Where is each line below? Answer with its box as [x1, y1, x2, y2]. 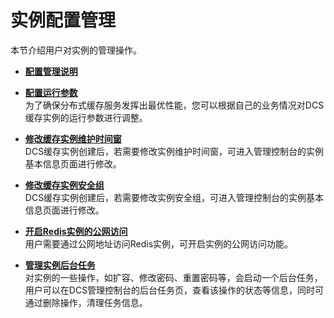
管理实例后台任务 [24, 259, 96, 271]
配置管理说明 [24, 65, 78, 77]
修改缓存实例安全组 [24, 179, 105, 191]
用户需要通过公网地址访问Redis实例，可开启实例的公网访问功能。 [24, 237, 294, 250]
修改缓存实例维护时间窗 [24, 132, 122, 145]
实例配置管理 [10, 9, 117, 32]
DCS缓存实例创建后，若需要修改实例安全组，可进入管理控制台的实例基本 [24, 191, 325, 203]
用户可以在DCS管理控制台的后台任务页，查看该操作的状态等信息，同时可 [24, 284, 325, 296]
